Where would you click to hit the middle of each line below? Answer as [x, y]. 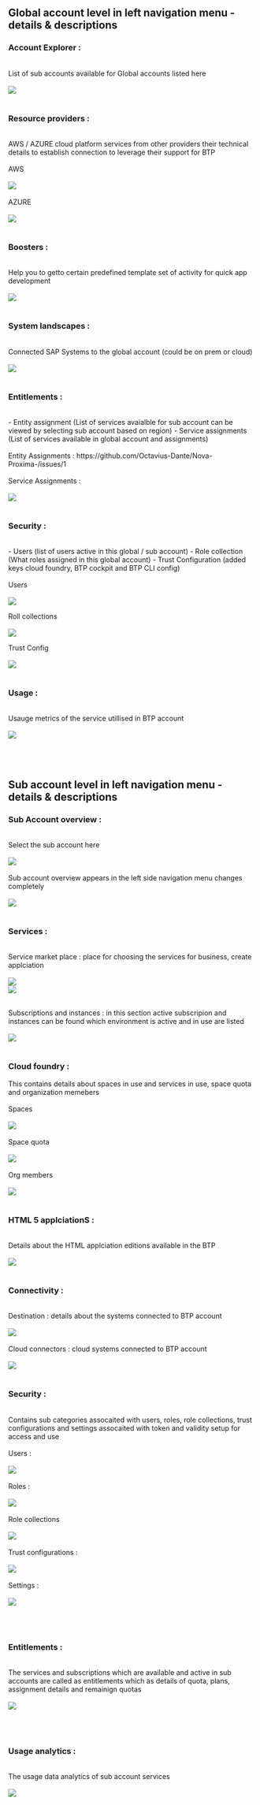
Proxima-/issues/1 [37, 463]
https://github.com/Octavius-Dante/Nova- [144, 456]
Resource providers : [49, 118]
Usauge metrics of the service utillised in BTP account [96, 718]
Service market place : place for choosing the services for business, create [130, 957]
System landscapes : [49, 326]
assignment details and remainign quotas [75, 1689]
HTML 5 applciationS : [51, 1219]
